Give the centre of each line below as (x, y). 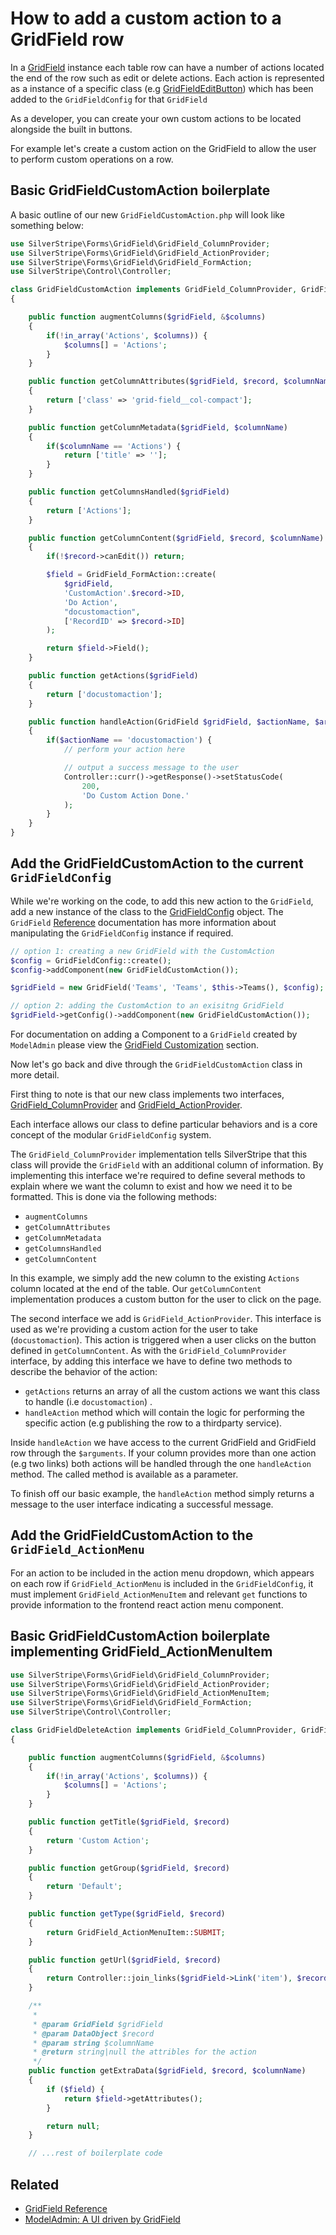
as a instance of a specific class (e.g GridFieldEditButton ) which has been (162, 88)
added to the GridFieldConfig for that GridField (109, 99)
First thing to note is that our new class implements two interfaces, (147, 1094)
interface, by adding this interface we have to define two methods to (151, 1361)
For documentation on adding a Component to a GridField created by (154, 1034)
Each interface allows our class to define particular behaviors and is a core (164, 1124)
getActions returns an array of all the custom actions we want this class (172, 1391)
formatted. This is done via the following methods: (114, 1197)
